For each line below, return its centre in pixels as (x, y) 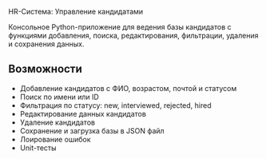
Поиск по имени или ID (60, 97)
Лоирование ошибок (55, 139)
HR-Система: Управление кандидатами (76, 12)
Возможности (45, 69)
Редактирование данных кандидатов (83, 113)
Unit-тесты (38, 148)
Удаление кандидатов (58, 122)
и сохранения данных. (47, 44)
